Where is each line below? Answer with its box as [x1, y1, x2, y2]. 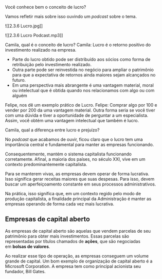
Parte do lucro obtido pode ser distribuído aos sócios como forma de [12, 56, 151, 62]
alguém [12, 93, 28, 98]
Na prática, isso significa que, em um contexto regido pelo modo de [5, 191, 141, 196]
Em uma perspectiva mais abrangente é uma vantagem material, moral [12, 82, 154, 88]
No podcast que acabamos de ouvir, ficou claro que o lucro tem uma [5, 136, 143, 142]
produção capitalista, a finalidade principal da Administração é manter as [5, 196, 152, 202]
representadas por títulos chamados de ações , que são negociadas [5, 238, 141, 244]
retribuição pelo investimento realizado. [12, 62, 92, 67]
